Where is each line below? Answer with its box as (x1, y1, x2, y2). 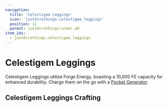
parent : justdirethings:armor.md (10, 26, 80, 31)
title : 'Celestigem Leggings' (10, 12, 73, 17)
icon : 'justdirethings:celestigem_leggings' (10, 17, 104, 22)
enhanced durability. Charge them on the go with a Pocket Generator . (5, 79, 149, 85)
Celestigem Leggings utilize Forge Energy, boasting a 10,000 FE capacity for (5, 73, 163, 79)
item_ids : (5, 31, 26, 36)
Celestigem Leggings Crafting (5, 93, 101, 102)
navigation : (5, 7, 30, 13)
